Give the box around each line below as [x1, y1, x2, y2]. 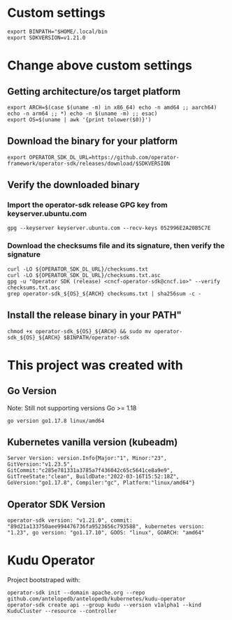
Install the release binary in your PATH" [7, 309, 182, 321]
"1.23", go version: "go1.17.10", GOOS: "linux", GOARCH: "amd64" [7, 530, 205, 537]
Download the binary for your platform [7, 135, 178, 147]
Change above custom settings [7, 58, 192, 74]
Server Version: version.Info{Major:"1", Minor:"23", [7, 454, 168, 462]
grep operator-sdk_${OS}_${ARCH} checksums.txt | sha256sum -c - [7, 290, 201, 297]
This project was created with [7, 357, 183, 373]
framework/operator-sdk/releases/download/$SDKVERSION [7, 160, 171, 167]
